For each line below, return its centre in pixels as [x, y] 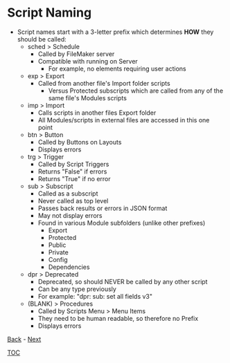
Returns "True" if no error [74, 178]
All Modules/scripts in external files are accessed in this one [124, 120]
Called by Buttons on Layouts [80, 142]
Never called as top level [73, 201]
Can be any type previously [77, 289]
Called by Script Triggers [73, 164]
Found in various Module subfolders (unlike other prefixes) [122, 223]
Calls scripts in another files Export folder [97, 113]
